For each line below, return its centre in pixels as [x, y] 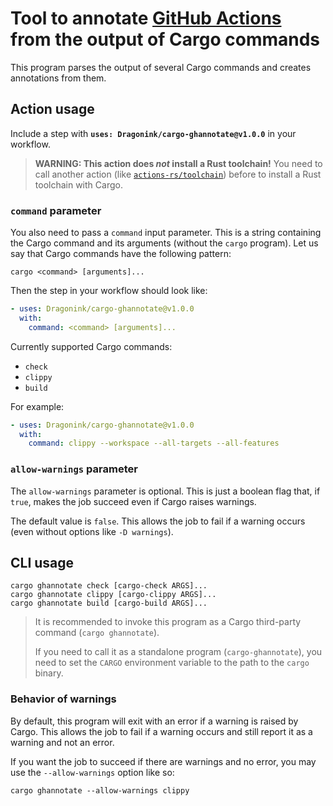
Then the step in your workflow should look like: [109, 291]
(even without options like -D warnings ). [92, 531]
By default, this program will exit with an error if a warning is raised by [154, 721]
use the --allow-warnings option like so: [92, 772]
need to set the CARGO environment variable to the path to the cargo [172, 663]
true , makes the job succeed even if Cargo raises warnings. [133, 501]
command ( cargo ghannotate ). [97, 633]
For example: [37, 406]
